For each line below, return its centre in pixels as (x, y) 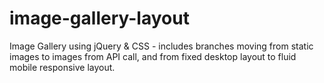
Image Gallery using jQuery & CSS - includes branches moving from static (161, 46)
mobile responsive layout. (62, 67)
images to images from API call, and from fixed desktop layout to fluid (153, 56)
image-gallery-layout (99, 18)
